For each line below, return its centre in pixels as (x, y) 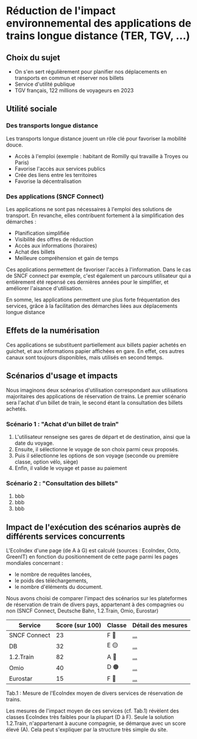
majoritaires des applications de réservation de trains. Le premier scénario (96, 396)
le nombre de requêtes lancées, (53, 574)
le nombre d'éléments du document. (59, 587)
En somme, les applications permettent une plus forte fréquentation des (93, 299)
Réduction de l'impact (61, 11)
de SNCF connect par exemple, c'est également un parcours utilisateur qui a (98, 275)
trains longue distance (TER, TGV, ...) (98, 36)
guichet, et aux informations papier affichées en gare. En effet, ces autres (95, 351)
